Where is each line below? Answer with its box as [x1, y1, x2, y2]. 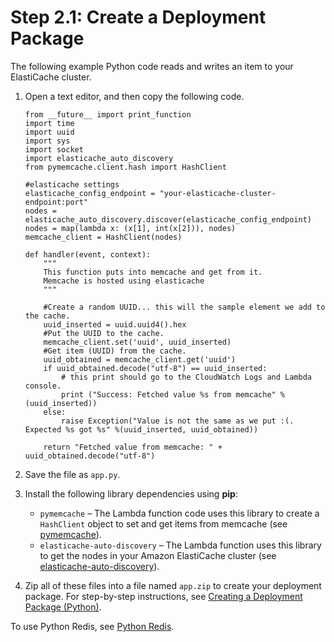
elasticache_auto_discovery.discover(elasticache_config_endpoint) [24, 214, 312, 225]
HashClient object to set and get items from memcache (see [39, 517, 288, 530]
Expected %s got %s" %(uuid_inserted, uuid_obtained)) [24, 424, 259, 435]
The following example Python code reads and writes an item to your [10, 60, 294, 72]
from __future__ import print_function [24, 109, 192, 120]
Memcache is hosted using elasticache [43, 276, 205, 286]
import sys [24, 136, 71, 146]
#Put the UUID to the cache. [43, 328, 165, 338]
